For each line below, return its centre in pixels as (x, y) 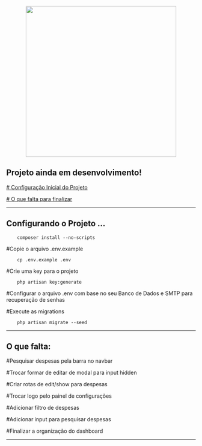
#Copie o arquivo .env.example (45, 249)
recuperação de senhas (35, 299)
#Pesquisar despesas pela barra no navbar (60, 361)
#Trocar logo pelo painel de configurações (59, 396)
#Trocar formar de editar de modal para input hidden (72, 373)
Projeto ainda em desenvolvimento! (74, 173)
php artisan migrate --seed (52, 322)
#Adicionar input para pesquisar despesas (59, 419)
